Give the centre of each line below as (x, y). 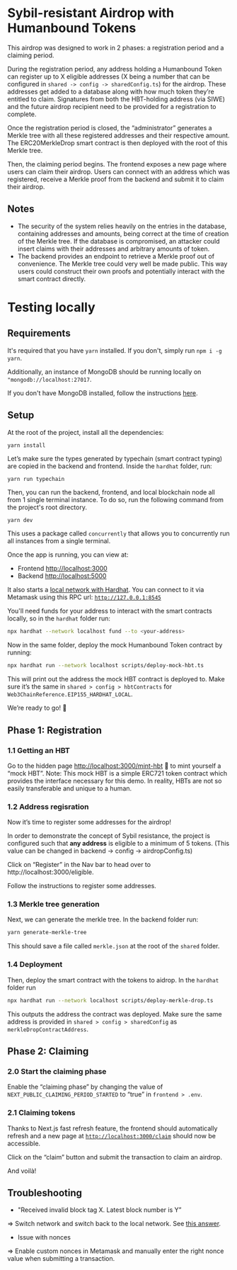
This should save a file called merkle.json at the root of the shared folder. (114, 946)
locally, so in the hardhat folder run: (59, 618)
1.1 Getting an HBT (39, 750)
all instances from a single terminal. (59, 541)
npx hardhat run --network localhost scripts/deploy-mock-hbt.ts (105, 666)
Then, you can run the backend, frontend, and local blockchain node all (111, 492)
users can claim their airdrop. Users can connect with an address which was (119, 171)
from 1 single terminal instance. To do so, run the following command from (116, 499)
